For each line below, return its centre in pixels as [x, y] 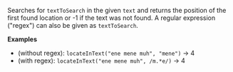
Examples [22, 39]
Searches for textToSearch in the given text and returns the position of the [117, 10]
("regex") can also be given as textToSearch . [73, 25]
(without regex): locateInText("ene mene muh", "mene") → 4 [106, 53]
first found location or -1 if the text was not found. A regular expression [112, 18]
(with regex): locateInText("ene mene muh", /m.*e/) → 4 [101, 61]
